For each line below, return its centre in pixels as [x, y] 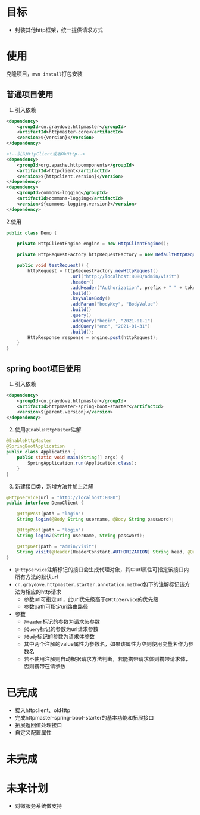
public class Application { [41, 452]
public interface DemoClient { [45, 503]
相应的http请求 [43, 592]
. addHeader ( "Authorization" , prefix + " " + [126, 287]
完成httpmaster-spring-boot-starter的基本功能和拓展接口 [84, 718]
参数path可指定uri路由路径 [56, 607]
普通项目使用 [30, 94]
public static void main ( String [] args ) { [70, 458]
